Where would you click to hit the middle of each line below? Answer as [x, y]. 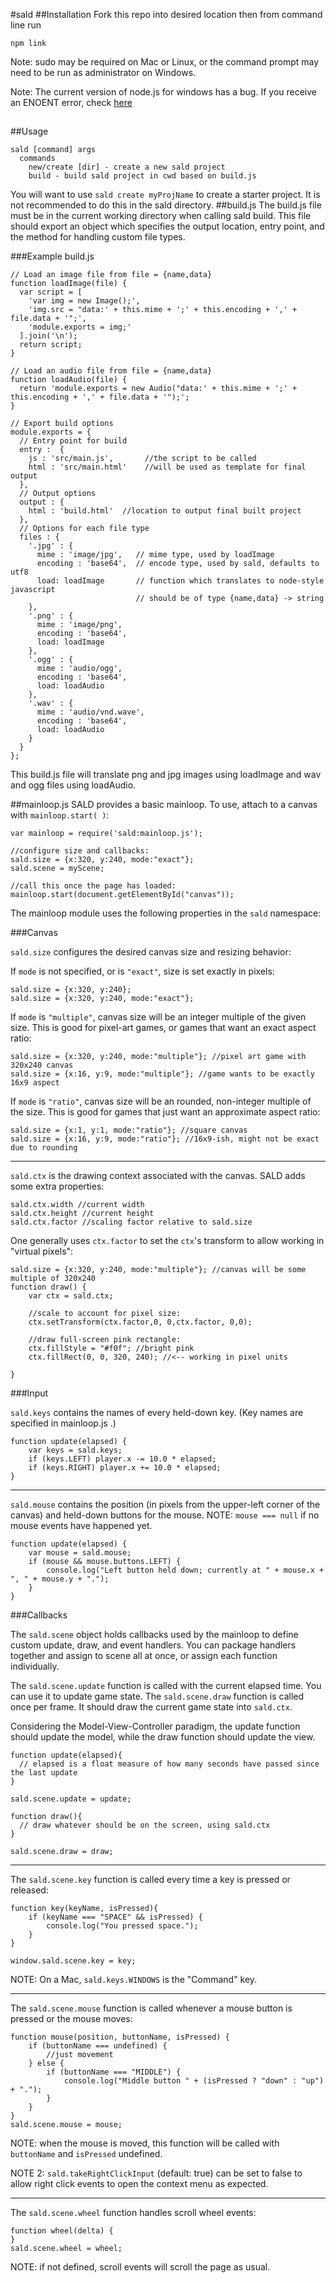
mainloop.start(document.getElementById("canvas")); [122, 895]
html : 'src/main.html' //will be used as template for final [167, 467]
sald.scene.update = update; [71, 1799]
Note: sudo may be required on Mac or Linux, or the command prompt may [165, 62]
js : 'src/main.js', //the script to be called [142, 459]
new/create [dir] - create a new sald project [127, 167]
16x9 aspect [35, 1083]
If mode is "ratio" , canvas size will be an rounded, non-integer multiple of [161, 1101]
